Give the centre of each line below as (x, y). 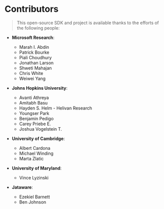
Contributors (32, 9)
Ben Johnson (33, 202)
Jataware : (22, 187)
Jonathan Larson (36, 63)
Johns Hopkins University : (40, 88)
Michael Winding (36, 153)
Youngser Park (34, 113)
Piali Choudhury (36, 57)
